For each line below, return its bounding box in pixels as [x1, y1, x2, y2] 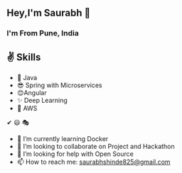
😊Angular [16, 89, 47, 97]
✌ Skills [6, 51, 41, 63]
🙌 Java [16, 74, 38, 82]
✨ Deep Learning [16, 96, 68, 105]
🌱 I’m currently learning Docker [16, 135, 109, 143]
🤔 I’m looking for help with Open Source [16, 150, 134, 158]
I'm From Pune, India [6, 28, 79, 38]
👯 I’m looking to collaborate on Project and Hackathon [16, 143, 175, 151]
